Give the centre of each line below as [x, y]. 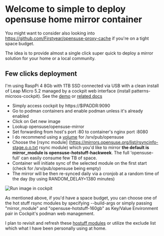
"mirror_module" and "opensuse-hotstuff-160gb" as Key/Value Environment [82, 208]
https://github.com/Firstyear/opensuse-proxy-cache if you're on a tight [77, 38]
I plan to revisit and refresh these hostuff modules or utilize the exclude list [81, 223]
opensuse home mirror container [74, 19]
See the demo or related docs [72, 96]
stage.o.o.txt [25, 147]
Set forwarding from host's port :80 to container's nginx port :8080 [80, 132]
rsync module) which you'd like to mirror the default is [94, 147]
